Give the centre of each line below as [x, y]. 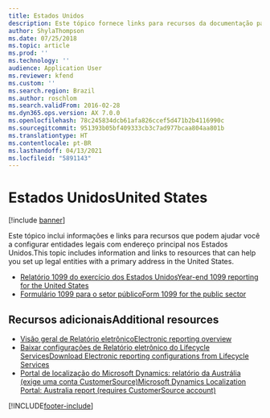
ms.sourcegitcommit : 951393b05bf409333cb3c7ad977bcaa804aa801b [117, 128]
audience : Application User [55, 68]
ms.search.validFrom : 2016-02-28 [64, 106]
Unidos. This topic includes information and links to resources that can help [132, 253]
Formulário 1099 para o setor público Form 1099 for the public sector [133, 294]
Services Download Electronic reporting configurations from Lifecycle [134, 356]
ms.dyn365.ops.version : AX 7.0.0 [64, 114]
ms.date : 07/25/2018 [43, 38]
